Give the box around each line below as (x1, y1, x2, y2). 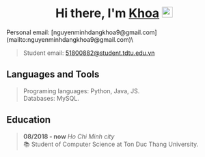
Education (6, 114, 51, 125)
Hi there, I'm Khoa (55, 5, 160, 21)
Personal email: (6, 28, 50, 36)
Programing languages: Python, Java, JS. (23, 86, 140, 95)
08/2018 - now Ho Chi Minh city (23, 132, 115, 141)
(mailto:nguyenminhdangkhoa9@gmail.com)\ (6, 35, 134, 43)
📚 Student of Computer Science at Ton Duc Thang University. (23, 140, 199, 148)
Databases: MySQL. (23, 94, 79, 102)
